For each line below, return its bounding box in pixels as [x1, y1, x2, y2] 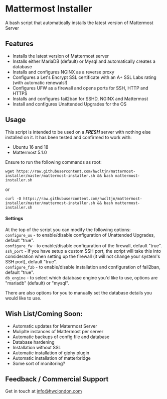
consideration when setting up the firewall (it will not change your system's [5, 253, 160, 259]
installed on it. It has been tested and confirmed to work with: [5, 134, 132, 140]
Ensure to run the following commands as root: [5, 159, 102, 165]
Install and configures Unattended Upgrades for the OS [12, 101, 127, 107]
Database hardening [12, 339, 55, 345]
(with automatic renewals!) [12, 79, 68, 85]
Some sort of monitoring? [12, 360, 65, 366]
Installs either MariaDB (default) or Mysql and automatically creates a [12, 58, 155, 64]
